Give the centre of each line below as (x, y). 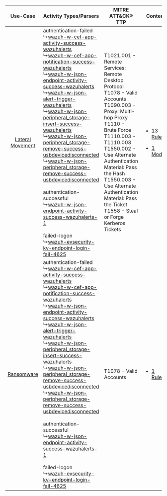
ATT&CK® (121, 16)
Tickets (113, 229)
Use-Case (23, 16)
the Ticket (116, 205)
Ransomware (23, 374)
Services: (115, 68)
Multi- (127, 111)
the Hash (115, 173)
